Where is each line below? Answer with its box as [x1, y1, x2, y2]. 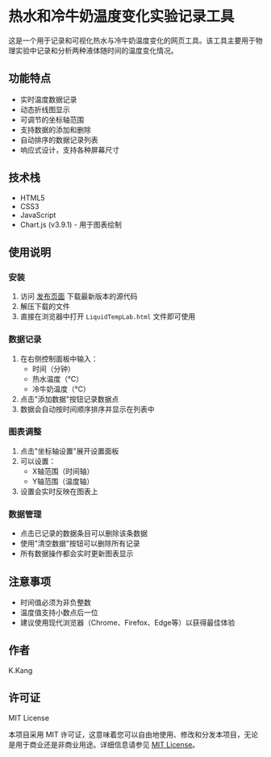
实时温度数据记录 [19, 94, 77, 104]
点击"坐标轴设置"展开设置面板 [19, 445, 119, 456]
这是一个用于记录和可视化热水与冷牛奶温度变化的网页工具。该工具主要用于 [8, 36, 256, 45]
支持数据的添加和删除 [19, 124, 91, 134]
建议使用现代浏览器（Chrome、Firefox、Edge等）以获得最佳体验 [19, 617, 236, 627]
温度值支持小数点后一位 [19, 607, 98, 617]
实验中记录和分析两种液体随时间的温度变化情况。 [15, 45, 178, 55]
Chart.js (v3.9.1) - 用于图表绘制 [19, 220, 123, 229]
